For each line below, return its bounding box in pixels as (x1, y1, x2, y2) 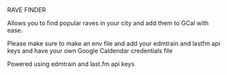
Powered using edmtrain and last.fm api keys (7, 60, 135, 67)
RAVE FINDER (7, 6, 46, 14)
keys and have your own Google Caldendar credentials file (7, 47, 173, 55)
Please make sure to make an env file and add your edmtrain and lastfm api (7, 40, 221, 47)
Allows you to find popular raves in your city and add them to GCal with (7, 19, 209, 27)
